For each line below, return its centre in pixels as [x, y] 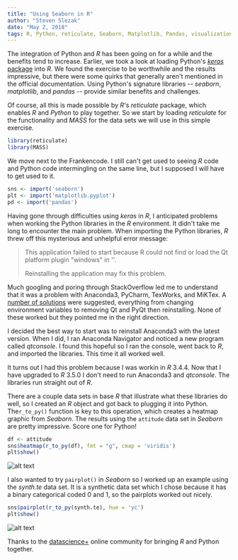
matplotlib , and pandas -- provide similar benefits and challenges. [104, 91]
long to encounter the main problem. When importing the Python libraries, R [118, 230]
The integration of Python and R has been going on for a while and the [110, 54]
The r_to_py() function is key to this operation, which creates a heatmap [113, 411]
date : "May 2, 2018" [38, 27]
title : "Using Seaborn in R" [50, 14]
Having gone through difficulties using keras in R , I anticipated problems [113, 215]
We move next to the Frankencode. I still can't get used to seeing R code [113, 161]
